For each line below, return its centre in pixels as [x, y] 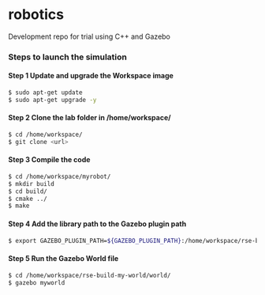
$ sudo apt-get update [45, 93]
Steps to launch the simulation [68, 57]
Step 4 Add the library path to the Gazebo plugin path [97, 224]
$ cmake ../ [28, 199]
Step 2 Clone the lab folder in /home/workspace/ [90, 118]
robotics [36, 15]
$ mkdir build [32, 183]
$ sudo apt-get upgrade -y [52, 100]
